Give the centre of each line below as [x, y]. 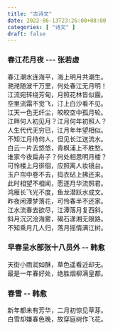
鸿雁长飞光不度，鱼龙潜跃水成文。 [57, 192]
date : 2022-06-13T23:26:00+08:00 [57, 21]
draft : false [27, 34]
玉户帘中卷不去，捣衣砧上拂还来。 [57, 174]
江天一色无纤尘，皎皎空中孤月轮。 [57, 112]
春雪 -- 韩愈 [27, 293]
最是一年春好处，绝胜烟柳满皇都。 [57, 273]
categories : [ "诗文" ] [42, 27]
